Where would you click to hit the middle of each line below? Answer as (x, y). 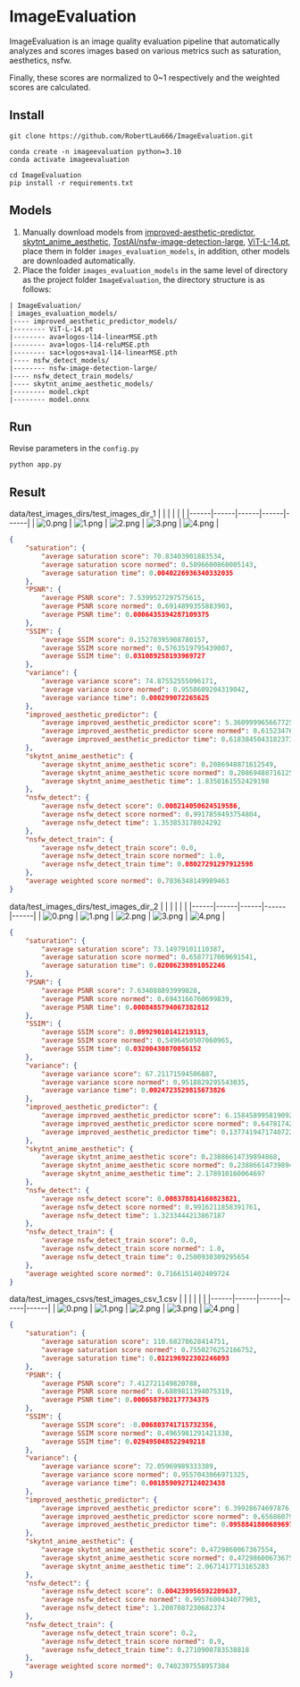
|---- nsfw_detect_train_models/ (71, 376)
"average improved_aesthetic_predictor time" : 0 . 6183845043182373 (167, 740)
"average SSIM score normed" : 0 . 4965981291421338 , (137, 1433)
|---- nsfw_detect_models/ (59, 360)
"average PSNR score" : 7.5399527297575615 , (123, 598)
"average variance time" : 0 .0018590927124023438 (133, 1484)
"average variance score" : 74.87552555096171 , (129, 681)
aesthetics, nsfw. (41, 60)
